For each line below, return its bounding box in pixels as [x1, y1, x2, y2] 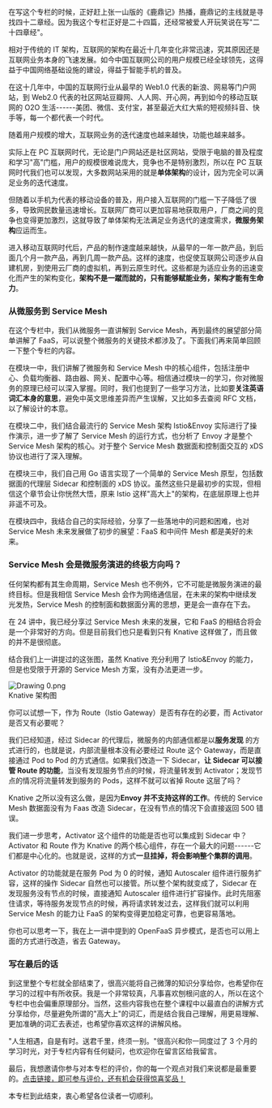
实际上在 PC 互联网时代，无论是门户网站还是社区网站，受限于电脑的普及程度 [8, 147, 264, 157]
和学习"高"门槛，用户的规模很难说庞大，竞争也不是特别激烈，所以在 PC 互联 [8, 158, 263, 167]
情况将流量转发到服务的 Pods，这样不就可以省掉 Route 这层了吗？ [22, 775, 243, 786]
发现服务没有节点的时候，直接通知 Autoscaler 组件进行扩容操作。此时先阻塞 [8, 888, 261, 898]
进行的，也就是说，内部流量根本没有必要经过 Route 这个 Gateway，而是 [15, 745, 255, 755]
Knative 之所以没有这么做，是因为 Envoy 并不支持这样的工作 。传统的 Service [8, 793, 263, 803]
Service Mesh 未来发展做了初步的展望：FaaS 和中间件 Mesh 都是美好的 [8, 526, 247, 536]
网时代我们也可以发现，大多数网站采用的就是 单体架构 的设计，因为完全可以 [8, 167, 257, 177]
